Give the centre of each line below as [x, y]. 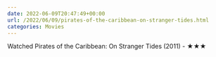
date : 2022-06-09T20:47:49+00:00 [56, 14]
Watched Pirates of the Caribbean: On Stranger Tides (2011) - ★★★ [107, 47]
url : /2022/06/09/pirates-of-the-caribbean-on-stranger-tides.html [108, 20]
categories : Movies [36, 26]
